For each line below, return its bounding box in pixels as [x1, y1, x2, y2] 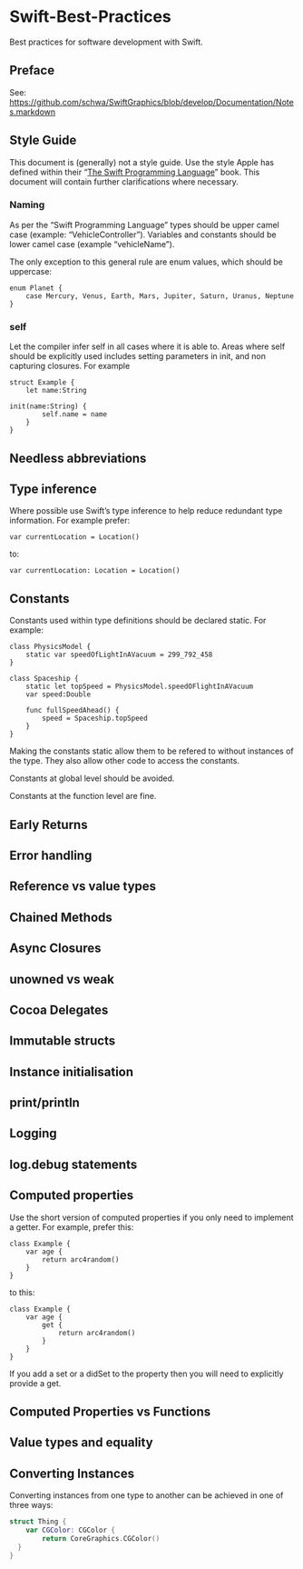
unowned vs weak [9, 971, 115, 987]
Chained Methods [9, 909, 113, 924]
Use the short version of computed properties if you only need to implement [9, 1212, 294, 1223]
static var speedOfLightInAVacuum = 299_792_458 [25, 650, 213, 660]
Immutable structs [9, 1034, 116, 1049]
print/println [9, 1095, 80, 1111]
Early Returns [9, 816, 88, 833]
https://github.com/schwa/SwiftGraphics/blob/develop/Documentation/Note [9, 96, 295, 107]
